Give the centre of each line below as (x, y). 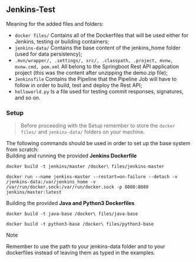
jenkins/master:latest (34, 192)
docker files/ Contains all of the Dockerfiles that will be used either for (102, 35)
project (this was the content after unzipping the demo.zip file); (91, 72)
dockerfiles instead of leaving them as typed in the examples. (81, 253)
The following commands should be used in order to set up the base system (98, 143)
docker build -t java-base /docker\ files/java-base (72, 214)
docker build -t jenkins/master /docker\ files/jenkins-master (85, 167)
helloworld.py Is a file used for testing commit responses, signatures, (99, 91)
